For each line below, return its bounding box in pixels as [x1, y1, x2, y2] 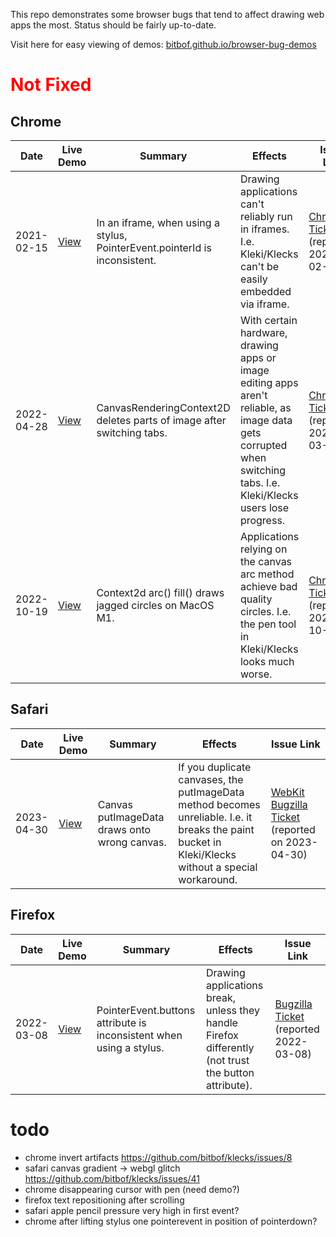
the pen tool [239, 617, 297, 631]
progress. [239, 514, 286, 527]
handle [206, 1015, 238, 1029]
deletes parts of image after [96, 414, 227, 427]
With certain [239, 314, 298, 327]
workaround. [178, 872, 238, 886]
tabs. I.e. [239, 476, 281, 489]
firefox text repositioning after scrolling [24, 1194, 185, 1206]
